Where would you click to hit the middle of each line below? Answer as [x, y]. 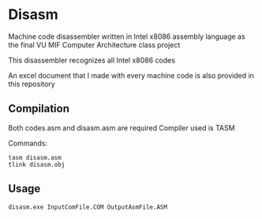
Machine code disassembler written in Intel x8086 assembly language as [127, 36]
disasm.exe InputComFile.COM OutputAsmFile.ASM [88, 207]
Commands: [28, 143]
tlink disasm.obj [37, 164]
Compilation [39, 109]
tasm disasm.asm [35, 157]
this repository [32, 84]
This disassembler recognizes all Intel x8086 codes [92, 60]
